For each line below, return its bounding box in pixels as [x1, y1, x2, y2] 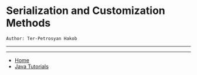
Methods [6, 16, 51, 30]
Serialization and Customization [6, 4, 165, 17]
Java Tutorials [14, 63, 49, 70]
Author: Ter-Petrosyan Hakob [6, 35, 77, 41]
